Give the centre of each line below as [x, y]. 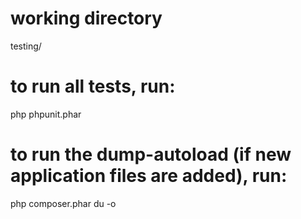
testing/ [26, 46]
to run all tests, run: [93, 86]
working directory [86, 18]
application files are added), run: [149, 176]
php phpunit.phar [46, 114]
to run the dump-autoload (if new [151, 154]
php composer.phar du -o [63, 203]
